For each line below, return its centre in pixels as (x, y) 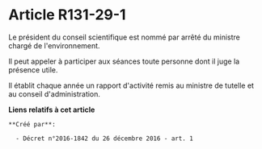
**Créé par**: (32, 124)
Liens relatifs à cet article (52, 110)
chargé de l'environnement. (54, 45)
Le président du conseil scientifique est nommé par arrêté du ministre (125, 37)
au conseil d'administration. (55, 93)
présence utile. (33, 69)
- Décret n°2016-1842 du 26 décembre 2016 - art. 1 (105, 139)
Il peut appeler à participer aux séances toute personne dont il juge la (124, 61)
